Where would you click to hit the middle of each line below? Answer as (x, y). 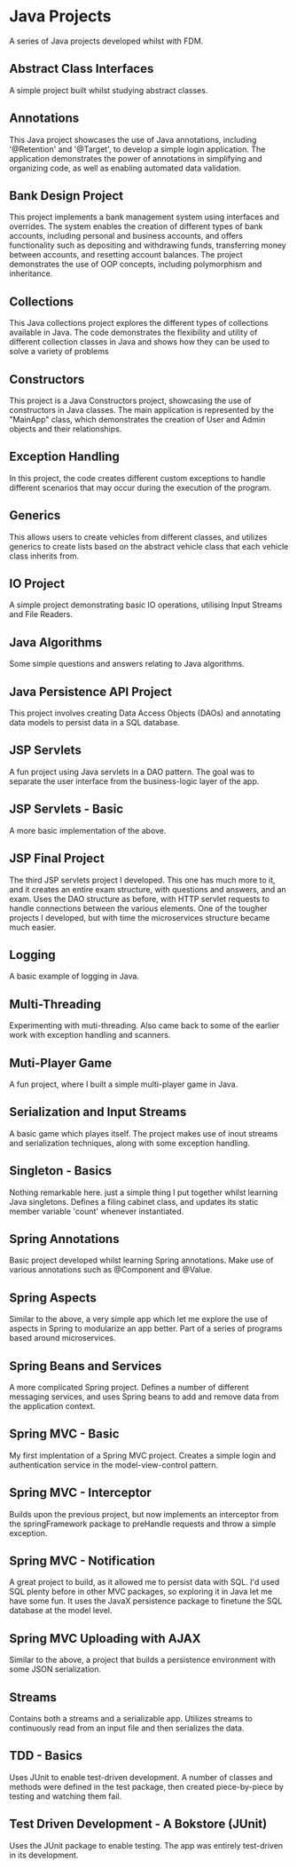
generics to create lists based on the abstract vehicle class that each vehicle (149, 546)
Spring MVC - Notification (82, 1561)
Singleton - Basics (61, 1171)
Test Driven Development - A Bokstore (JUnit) (138, 1824)
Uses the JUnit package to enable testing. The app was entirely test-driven (146, 1845)
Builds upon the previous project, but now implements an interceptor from (144, 1514)
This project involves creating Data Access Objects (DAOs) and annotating (145, 713)
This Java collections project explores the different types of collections (139, 323)
